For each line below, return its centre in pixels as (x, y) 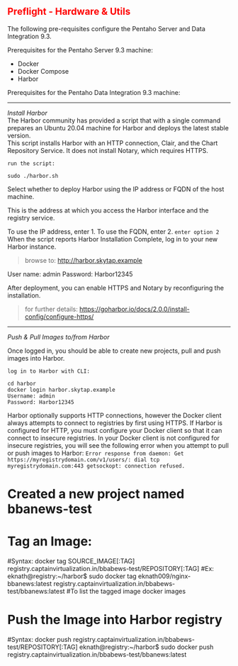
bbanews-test (50, 509)
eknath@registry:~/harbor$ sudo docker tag (72, 576)
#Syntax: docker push (40, 639)
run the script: (31, 163)
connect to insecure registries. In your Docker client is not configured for (114, 438)
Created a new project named (96, 494)
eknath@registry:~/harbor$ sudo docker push (146, 647)
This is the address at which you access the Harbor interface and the (108, 210)
